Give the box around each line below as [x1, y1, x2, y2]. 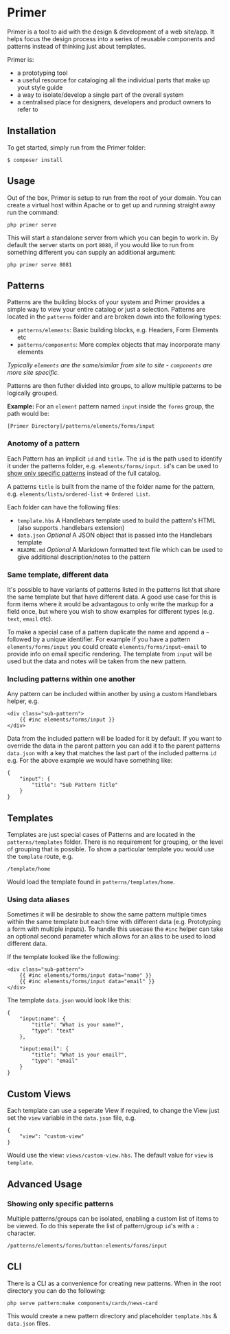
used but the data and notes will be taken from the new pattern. [7, 657, 187, 665]
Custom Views [7, 1088, 71, 1100]
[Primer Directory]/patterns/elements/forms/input [7, 423, 155, 430]
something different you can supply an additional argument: [7, 248, 176, 256]
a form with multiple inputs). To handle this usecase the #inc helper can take [7, 925, 224, 933]
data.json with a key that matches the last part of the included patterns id [7, 749, 217, 757]
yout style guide [16, 83, 63, 91]
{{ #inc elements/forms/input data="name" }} [19, 972, 152, 979]
